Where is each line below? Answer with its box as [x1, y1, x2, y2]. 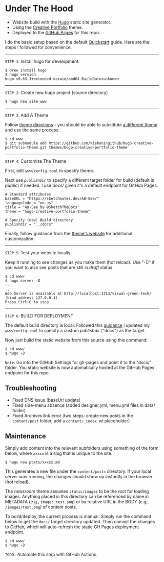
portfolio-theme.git [5, 145, 47, 150]
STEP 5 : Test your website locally [5, 249, 71, 255]
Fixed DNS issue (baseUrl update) [12, 397, 81, 403]
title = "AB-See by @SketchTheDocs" [5, 204, 80, 210]
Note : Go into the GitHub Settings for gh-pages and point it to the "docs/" [5, 359, 152, 365]
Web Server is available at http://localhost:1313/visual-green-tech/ [5, 291, 152, 296]
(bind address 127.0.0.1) [5, 295, 58, 300]
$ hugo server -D [5, 278, 41, 283]
